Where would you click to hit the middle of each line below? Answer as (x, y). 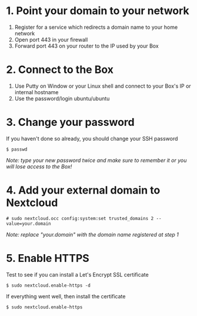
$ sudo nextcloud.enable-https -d (49, 285)
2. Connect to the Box (60, 70)
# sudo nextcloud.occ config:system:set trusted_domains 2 (80, 218)
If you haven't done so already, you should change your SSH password (92, 138)
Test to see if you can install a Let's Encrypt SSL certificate (77, 274)
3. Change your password (70, 122)
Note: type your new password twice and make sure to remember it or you (96, 160)
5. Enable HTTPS (48, 258)
